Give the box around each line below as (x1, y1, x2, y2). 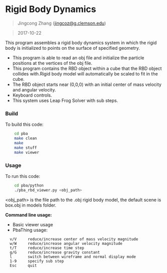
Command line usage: (5, 212, 52, 218)
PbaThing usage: (12, 227, 48, 233)
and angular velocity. (12, 86, 56, 93)
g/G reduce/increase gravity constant (10, 250, 100, 255)
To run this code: (5, 173, 40, 179)
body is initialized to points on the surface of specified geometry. (5, 45, 140, 51)
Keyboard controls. (12, 92, 52, 98)
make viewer (14, 150, 39, 155)
